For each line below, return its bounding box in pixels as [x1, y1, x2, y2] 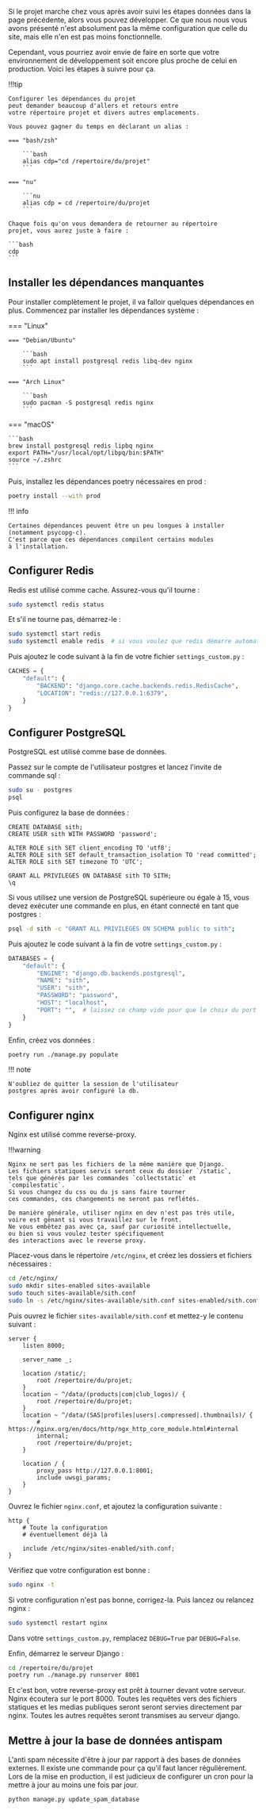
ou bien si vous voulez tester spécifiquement [8, 1230, 165, 1238]
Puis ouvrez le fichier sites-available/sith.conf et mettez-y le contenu [8, 1310, 244, 1320]
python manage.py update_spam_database [8, 1796, 140, 1804]
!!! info [8, 506, 29, 516]
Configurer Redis [8, 564, 94, 577]
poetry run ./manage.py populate [8, 1050, 119, 1058]
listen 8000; [22, 1341, 66, 1349]
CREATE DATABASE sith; [8, 823, 83, 831]
